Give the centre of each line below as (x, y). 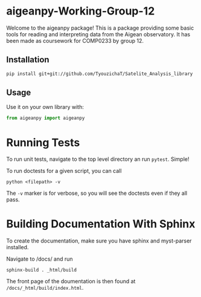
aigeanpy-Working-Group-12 (81, 11)
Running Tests (43, 142)
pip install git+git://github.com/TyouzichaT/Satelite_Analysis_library (100, 74)
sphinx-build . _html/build (42, 270)
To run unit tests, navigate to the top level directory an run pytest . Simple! (98, 159)
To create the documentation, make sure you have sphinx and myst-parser (99, 241)
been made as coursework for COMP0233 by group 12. (75, 41)
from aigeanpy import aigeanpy (46, 118)
